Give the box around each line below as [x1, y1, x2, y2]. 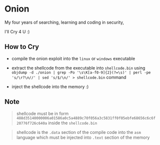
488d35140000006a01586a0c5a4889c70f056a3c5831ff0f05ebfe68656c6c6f [16, 116, 156, 120]
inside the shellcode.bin [48, 120, 97, 126]
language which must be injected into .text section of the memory [16, 134, 150, 140]
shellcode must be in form [16, 110, 69, 116]
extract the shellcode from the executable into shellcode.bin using [11, 65, 145, 71]
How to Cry [4, 43, 39, 51]
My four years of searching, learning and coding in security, [4, 19, 124, 25]
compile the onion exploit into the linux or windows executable [11, 56, 135, 61]
